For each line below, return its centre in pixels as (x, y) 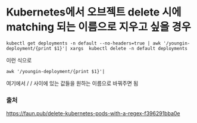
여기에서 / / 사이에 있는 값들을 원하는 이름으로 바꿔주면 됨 (72, 83)
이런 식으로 (19, 60)
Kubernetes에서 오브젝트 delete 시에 (94, 12)
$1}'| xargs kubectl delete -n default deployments (121, 48)
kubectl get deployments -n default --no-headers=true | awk (84, 43)
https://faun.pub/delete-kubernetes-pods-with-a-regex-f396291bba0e (93, 113)
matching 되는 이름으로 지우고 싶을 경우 (99, 27)
